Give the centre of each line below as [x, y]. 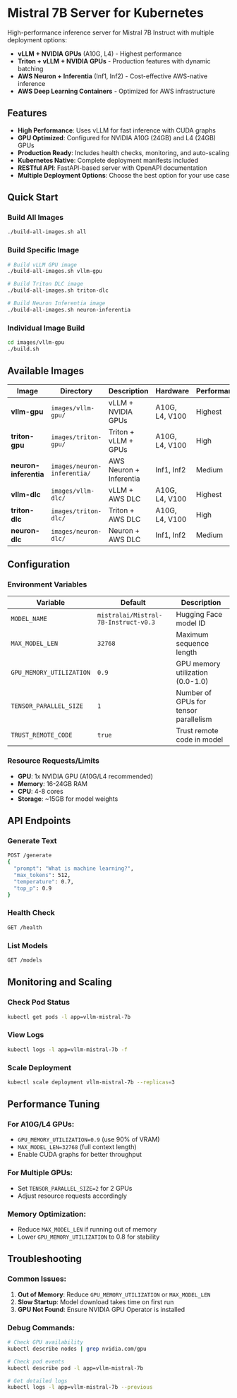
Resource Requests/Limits [54, 761]
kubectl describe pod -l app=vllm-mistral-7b [75, 1368]
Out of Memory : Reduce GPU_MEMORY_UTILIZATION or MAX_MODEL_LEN [114, 1294]
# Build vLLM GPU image [42, 265]
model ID [191, 623]
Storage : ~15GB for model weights [68, 799]
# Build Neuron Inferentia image [56, 303]
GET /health [25, 927]
